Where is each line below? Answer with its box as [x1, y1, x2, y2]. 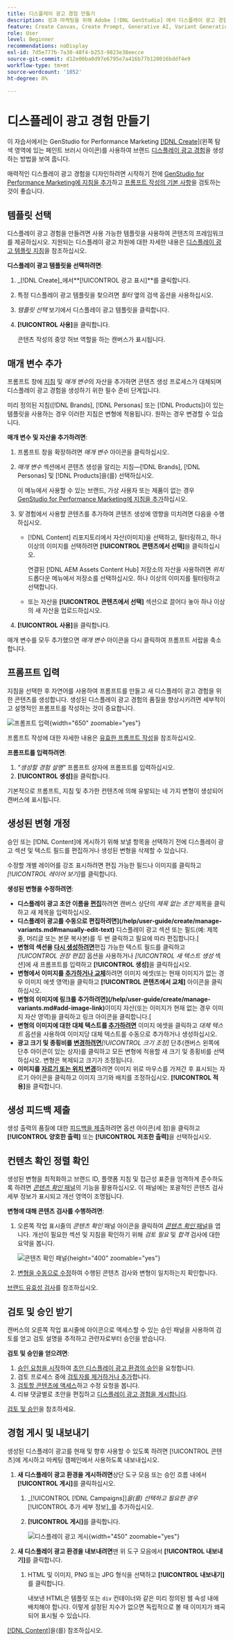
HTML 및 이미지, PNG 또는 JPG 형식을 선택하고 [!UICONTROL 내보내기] [27, 1570, 225, 1578]
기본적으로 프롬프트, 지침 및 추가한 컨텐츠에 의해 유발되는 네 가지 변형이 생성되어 [7, 786, 224, 795]
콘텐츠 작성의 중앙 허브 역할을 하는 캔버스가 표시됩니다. [17, 335, 166, 344]
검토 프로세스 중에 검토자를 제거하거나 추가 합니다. [17, 1372, 151, 1381]
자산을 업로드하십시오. [42, 606, 102, 615]
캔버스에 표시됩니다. [7, 795, 61, 804]
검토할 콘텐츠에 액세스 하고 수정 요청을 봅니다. [17, 1381, 140, 1389]
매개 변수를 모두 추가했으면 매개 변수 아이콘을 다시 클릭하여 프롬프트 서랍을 [7, 635, 209, 644]
